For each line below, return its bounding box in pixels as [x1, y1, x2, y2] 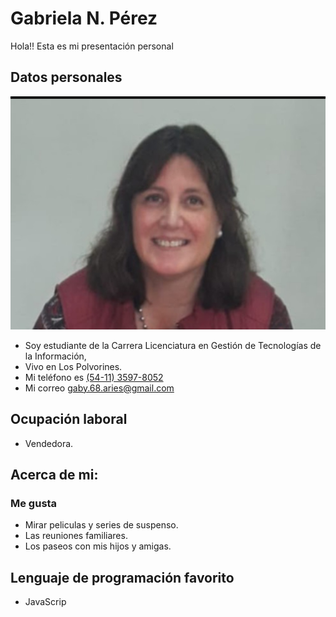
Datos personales [10, 69, 123, 86]
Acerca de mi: [10, 466, 99, 483]
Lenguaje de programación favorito [10, 569, 235, 586]
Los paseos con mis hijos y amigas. [24, 540, 172, 552]
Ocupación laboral [10, 411, 128, 428]
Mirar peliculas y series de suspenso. [24, 519, 179, 531]
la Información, [24, 350, 87, 362]
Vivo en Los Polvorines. [24, 360, 123, 372]
